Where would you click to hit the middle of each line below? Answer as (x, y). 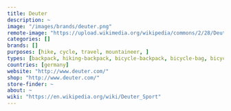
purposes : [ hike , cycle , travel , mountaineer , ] (78, 52)
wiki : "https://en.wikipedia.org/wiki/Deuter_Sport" (84, 97)
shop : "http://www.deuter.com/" (53, 78)
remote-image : (27, 33)
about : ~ (20, 90)
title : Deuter (27, 13)
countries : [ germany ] (38, 65)
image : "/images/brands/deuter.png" (59, 26)
